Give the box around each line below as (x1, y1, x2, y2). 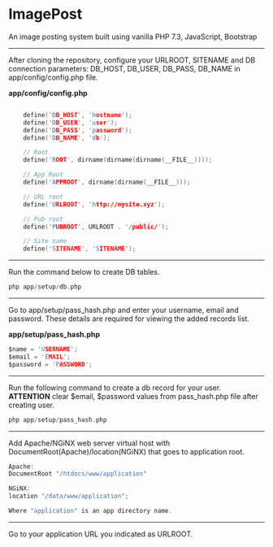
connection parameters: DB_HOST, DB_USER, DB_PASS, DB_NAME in (8, 63, 241, 73)
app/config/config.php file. (8, 72, 99, 82)
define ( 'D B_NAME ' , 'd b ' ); (23, 133, 111, 142)
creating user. (8, 400, 55, 410)
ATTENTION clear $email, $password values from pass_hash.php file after (8, 391, 258, 401)
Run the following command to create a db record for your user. (8, 383, 222, 393)
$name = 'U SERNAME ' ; (8, 345, 79, 354)
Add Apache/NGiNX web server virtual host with (8, 438, 171, 448)
